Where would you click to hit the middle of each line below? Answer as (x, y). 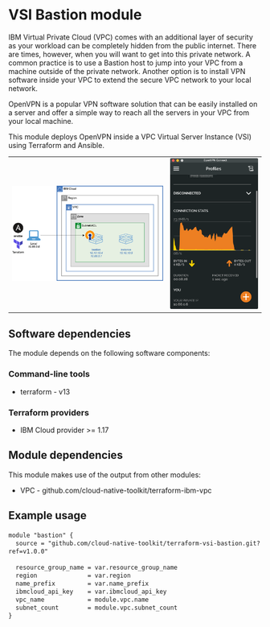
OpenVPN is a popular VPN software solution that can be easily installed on (133, 104)
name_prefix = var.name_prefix (82, 584)
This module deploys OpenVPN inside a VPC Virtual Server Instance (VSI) (130, 136)
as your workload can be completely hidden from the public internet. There (133, 45)
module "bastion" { (41, 535)
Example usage (47, 516)
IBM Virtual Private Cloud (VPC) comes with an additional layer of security (131, 37)
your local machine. (41, 121)
